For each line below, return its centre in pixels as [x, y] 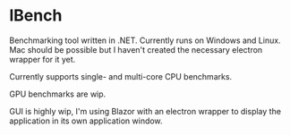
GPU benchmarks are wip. [58, 94]
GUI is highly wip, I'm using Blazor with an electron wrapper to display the [145, 111]
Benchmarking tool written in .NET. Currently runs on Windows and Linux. [145, 40]
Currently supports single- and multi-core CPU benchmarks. [121, 76]
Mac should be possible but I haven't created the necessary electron [136, 49]
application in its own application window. [86, 121]
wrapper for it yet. [43, 59]
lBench [36, 16]
